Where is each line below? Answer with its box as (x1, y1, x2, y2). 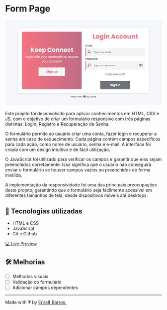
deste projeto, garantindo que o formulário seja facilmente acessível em (5, 187, 153, 193)
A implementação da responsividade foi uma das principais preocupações (5, 182, 158, 188)
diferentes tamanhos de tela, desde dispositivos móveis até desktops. (5, 192, 148, 198)
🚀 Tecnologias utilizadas (5, 207, 83, 215)
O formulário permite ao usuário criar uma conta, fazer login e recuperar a (5, 131, 157, 137)
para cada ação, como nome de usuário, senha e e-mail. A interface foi (5, 142, 151, 148)
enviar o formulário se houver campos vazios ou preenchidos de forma (5, 167, 151, 173)
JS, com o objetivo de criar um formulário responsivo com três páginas (5, 116, 151, 122)
